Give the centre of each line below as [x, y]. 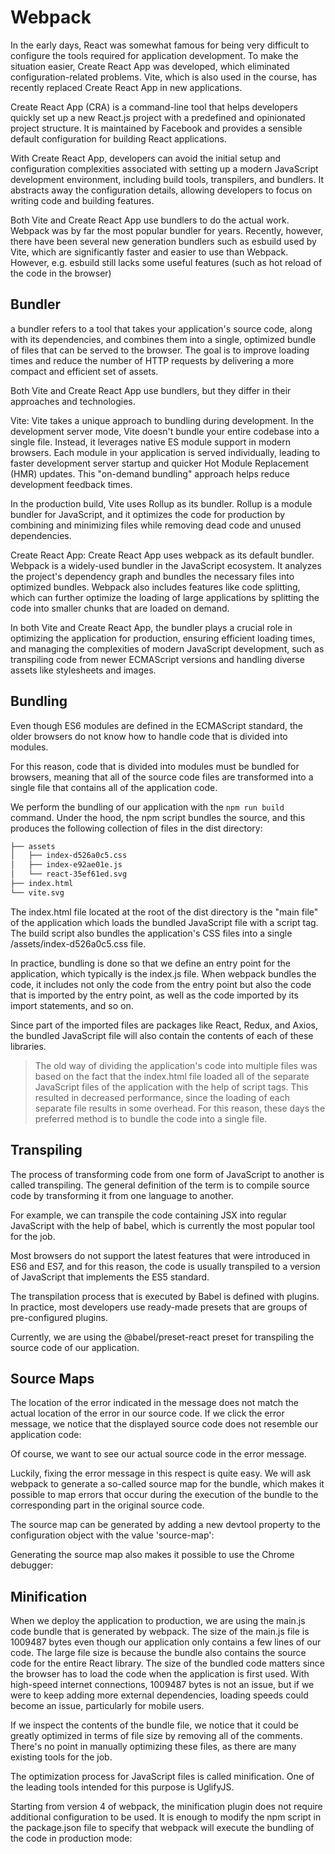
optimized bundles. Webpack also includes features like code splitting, [155, 587]
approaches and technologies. [73, 401]
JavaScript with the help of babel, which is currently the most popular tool [162, 1225]
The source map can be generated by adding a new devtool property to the [166, 1525]
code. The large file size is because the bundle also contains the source [158, 1653]
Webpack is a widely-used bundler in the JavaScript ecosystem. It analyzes [166, 565]
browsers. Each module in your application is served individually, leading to [165, 452]
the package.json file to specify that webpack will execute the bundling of [162, 1828]
